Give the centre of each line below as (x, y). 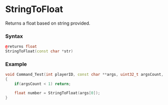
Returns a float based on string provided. (48, 23)
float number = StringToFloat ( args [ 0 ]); (57, 93)
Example (16, 64)
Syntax (14, 36)
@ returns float (21, 47)
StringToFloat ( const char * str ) (39, 51)
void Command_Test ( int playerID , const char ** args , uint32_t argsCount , (85, 75)
